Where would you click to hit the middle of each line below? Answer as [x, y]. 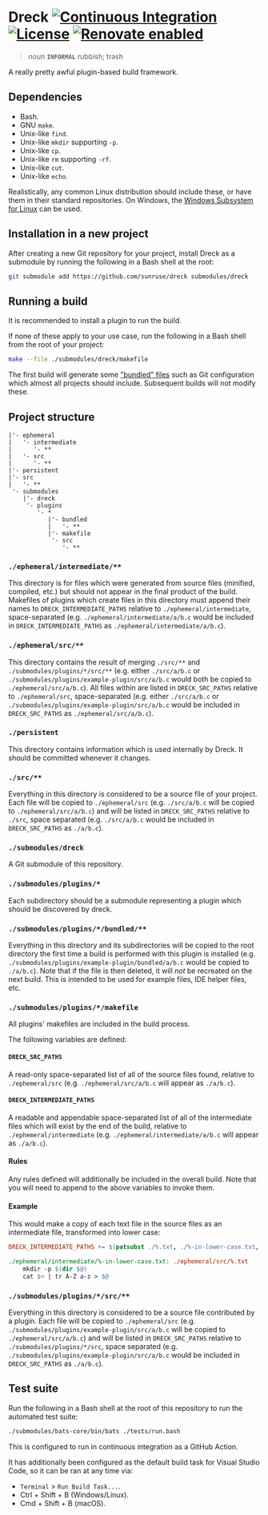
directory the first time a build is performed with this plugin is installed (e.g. [132, 954]
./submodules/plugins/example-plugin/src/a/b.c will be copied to [117, 1329]
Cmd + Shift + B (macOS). [63, 1503]
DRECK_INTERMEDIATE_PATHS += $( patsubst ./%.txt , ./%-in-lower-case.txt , [134, 1247]
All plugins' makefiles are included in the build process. [99, 1024]
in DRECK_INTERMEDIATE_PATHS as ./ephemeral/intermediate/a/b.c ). [117, 626]
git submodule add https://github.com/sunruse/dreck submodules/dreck [128, 277]
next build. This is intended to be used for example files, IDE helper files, [128, 980]
